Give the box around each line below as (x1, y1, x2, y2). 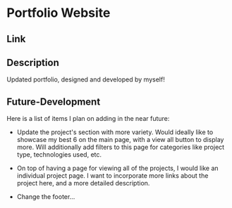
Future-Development (6, 96, 101, 108)
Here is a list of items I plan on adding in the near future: (6, 115, 170, 123)
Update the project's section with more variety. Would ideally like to (16, 128, 214, 136)
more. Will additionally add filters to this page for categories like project (16, 143, 225, 152)
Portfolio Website (6, 5, 111, 21)
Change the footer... (16, 193, 75, 201)
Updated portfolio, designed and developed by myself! (6, 75, 165, 84)
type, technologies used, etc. (16, 150, 102, 159)
